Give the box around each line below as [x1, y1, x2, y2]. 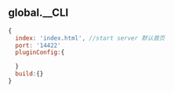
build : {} [15, 70, 44, 78]
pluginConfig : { [15, 48, 65, 57]
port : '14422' [15, 41, 61, 49]
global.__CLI [8, 6, 69, 19]
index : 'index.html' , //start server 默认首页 [15, 34, 165, 42]
